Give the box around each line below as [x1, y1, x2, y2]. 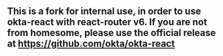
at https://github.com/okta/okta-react [7, 38, 175, 50]
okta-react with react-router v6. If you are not [7, 17, 207, 28]
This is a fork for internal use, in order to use [7, 6, 202, 17]
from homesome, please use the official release [7, 27, 216, 39]
